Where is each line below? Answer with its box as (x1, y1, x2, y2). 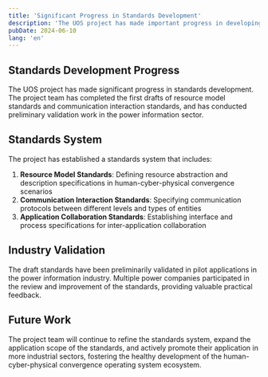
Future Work (8, 313, 72, 327)
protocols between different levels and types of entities (19, 203, 202, 213)
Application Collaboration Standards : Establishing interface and (19, 212, 233, 222)
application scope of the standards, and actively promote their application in (8, 343, 259, 352)
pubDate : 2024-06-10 (8, 26, 77, 34)
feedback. (8, 290, 41, 300)
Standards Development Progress (8, 63, 180, 77)
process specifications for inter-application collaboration (19, 220, 207, 230)
